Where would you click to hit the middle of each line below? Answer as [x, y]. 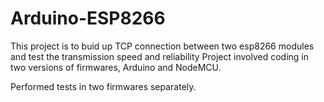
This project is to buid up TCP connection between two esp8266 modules [162, 46]
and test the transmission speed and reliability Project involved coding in [160, 56]
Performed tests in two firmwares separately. [103, 86]
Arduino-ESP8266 [88, 18]
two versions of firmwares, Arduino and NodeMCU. [116, 67]
